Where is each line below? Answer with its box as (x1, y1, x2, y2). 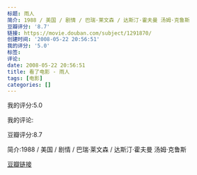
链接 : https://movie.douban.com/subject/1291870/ (7, 29, 152, 37)
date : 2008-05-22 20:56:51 (7, 62, 86, 69)
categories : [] (7, 81, 52, 88)
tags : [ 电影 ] (7, 74, 43, 82)
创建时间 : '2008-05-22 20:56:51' (7, 36, 100, 43)
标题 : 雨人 (7, 10, 35, 17)
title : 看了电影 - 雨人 (7, 68, 70, 75)
